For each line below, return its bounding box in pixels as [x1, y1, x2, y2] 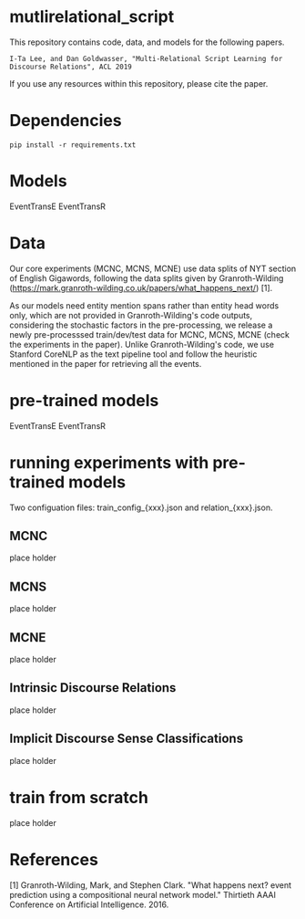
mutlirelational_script [9, 6, 175, 27]
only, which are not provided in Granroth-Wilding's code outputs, [9, 309, 253, 320]
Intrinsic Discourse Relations [9, 680, 177, 695]
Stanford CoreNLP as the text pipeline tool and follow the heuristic [9, 349, 258, 360]
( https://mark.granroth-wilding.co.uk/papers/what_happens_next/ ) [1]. [9, 282, 273, 293]
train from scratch [9, 787, 148, 808]
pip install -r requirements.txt [9, 140, 137, 150]
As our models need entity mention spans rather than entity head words [9, 299, 280, 311]
